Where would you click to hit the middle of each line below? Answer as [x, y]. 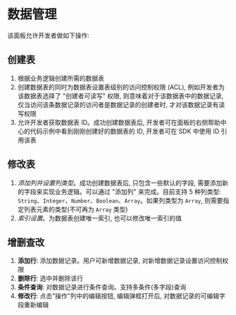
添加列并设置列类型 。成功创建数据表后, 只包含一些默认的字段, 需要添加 [120, 183]
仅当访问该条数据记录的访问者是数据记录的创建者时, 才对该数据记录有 [118, 105]
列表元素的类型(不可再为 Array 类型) [76, 209]
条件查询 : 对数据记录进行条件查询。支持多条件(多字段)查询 [102, 287]
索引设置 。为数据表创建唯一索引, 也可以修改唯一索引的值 [99, 218]
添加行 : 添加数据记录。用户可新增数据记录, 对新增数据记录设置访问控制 [120, 261]
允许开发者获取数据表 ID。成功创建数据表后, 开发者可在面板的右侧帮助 [119, 122]
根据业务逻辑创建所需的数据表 [61, 78]
